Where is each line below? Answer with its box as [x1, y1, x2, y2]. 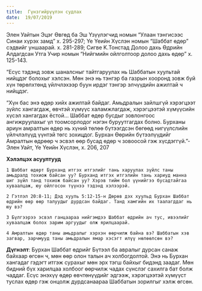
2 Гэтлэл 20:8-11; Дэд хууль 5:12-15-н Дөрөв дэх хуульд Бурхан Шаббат [6, 193, 189, 199]
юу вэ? [6, 204, 23, 210]
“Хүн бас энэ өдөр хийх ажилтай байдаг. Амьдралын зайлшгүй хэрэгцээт [6, 99, 196, 106]
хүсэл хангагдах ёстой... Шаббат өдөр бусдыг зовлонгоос [6, 112, 155, 119]
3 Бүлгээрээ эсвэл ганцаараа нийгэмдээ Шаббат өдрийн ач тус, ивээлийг [6, 214, 189, 220]
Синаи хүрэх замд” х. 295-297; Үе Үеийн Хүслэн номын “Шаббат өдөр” [6, 37, 189, 44]
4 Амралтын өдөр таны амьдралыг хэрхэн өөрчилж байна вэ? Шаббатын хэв [6, 230, 189, 236]
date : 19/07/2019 [6, 14, 52, 20]
